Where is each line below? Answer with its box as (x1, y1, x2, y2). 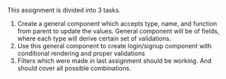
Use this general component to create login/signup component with (17, 42, 212, 50)
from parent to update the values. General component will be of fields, (17, 27, 220, 35)
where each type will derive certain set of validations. (17, 34, 172, 43)
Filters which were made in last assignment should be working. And (17, 57, 212, 65)
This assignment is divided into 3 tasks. (7, 6, 121, 14)
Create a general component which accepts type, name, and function (17, 20, 218, 27)
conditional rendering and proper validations (17, 49, 145, 57)
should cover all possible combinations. (17, 64, 131, 72)
